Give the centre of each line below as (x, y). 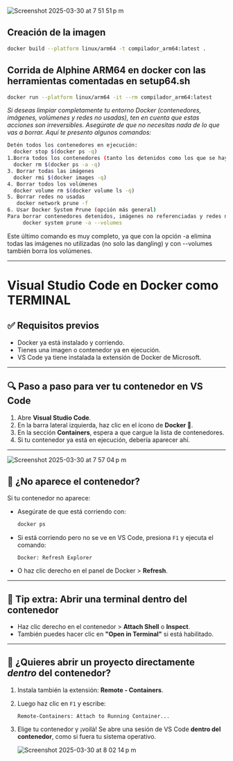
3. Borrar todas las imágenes (51, 171)
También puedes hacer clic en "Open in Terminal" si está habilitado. (115, 634)
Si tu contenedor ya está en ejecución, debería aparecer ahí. (104, 440)
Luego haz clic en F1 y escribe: (61, 703)
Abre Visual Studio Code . (54, 418)
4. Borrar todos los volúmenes (52, 184)
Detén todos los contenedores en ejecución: (72, 145)
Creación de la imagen (57, 32)
